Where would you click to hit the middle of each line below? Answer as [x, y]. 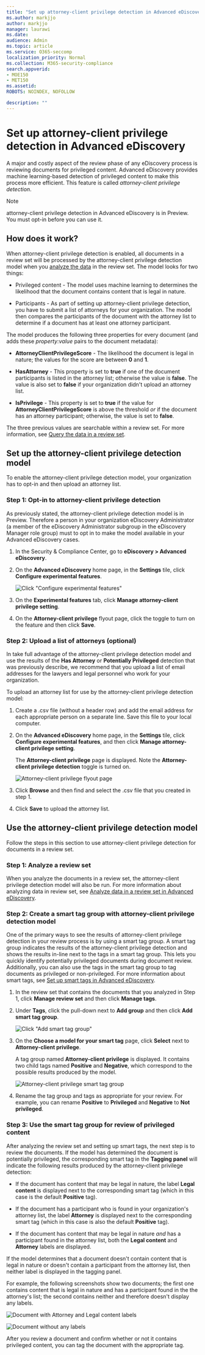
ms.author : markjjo [31, 18]
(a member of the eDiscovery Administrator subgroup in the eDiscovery [96, 526]
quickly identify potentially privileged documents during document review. [99, 961]
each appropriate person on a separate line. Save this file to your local [103, 717]
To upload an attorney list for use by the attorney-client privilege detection [100, 692]
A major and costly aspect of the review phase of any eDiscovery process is [102, 163]
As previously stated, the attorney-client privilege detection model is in [95, 513]
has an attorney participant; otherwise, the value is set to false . [95, 416]
